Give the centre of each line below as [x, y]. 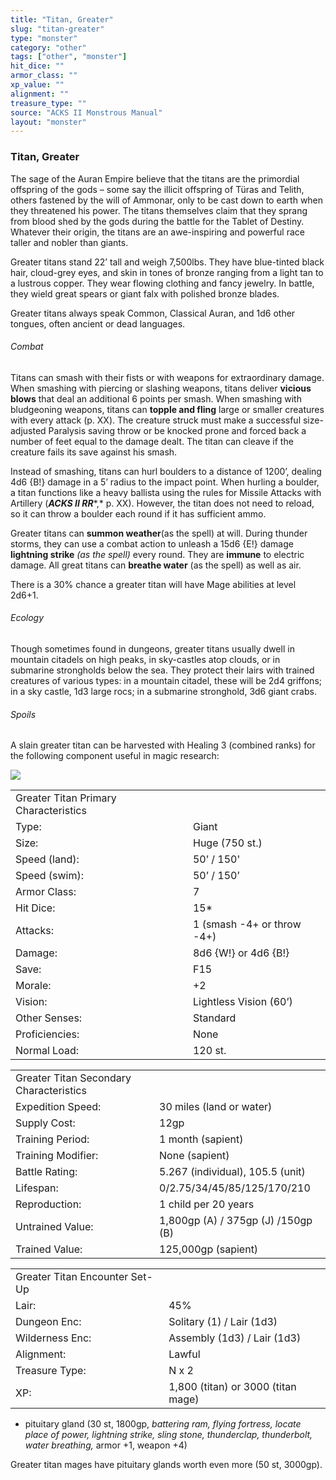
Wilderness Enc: [53, 1338]
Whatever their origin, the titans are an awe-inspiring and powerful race [157, 232]
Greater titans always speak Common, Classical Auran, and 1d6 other [153, 313]
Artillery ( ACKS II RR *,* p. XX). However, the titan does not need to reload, [162, 503]
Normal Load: [47, 1051]
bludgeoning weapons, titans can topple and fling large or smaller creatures [167, 409]
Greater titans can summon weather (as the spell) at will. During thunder [159, 533]
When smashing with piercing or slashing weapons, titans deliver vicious [161, 388]
